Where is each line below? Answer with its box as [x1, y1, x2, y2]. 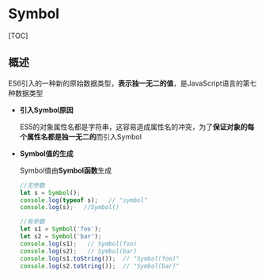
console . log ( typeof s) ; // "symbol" [19, 196, 148, 204]
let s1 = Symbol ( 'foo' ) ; [19, 225, 102, 234]
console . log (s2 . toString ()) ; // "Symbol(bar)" [19, 262, 180, 270]
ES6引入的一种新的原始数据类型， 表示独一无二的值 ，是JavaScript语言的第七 [8, 78, 257, 88]
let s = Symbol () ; [19, 189, 81, 196]
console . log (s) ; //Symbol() [19, 204, 120, 211]
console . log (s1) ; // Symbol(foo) [19, 239, 138, 248]
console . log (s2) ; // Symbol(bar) [19, 247, 138, 255]
